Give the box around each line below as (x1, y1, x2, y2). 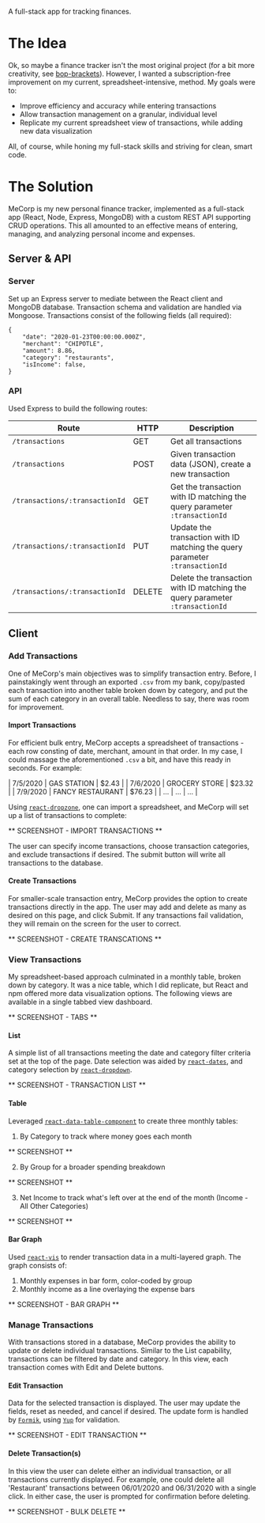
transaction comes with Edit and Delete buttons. (8, 1362, 164, 1372)
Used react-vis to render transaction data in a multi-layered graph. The (8, 1252, 242, 1261)
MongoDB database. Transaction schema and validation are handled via (8, 302, 242, 312)
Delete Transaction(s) (8, 1448, 81, 1458)
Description (188, 422, 234, 434)
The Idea (8, 35, 67, 52)
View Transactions (8, 953, 82, 964)
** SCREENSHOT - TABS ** (8, 1013, 98, 1022)
